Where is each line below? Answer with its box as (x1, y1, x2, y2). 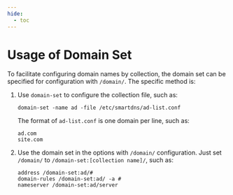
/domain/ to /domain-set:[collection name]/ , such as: (17, 156, 174, 164)
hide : (7, 10, 23, 17)
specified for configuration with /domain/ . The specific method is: (7, 78, 196, 86)
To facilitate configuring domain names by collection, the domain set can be (7, 70, 226, 78)
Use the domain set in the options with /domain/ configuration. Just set (17, 148, 222, 157)
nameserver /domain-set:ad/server (17, 182, 118, 189)
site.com (17, 136, 43, 143)
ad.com (17, 130, 37, 137)
